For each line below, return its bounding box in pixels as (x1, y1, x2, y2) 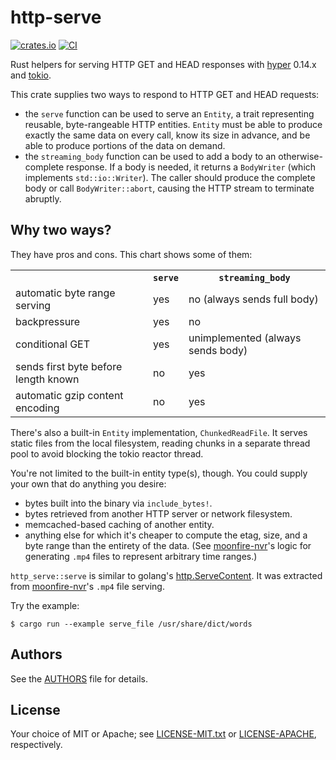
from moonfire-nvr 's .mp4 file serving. (10, 580, 165, 592)
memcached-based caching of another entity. (24, 518, 215, 530)
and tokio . (10, 69, 52, 81)
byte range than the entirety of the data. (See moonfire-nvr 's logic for (24, 539, 312, 551)
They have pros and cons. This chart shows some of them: (10, 248, 253, 260)
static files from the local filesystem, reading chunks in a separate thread (10, 437, 311, 449)
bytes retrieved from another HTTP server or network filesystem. (24, 507, 293, 520)
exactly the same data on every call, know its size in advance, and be (24, 129, 311, 141)
